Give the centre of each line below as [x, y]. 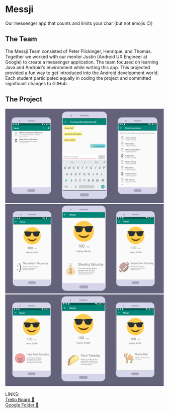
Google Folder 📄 [22, 405]
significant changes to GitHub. [37, 83]
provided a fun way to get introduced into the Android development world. [82, 73]
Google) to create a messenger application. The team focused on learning [82, 62]
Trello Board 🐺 [20, 399]
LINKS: [12, 394]
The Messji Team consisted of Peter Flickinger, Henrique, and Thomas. [79, 51]
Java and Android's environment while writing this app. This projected [78, 67]
